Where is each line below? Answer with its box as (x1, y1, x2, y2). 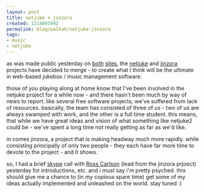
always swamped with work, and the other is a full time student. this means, (6, 111, 198, 118)
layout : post (6, 9, 40, 15)
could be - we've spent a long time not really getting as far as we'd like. (6, 123, 187, 131)
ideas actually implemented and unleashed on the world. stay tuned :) (6, 180, 182, 187)
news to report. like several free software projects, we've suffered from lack (6, 97, 198, 104)
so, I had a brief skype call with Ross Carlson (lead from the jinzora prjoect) (6, 160, 197, 167)
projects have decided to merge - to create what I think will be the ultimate (6, 66, 194, 73)
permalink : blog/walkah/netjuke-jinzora (6, 26, 111, 32)
